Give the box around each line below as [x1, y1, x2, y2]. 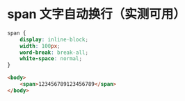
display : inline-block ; [19, 36, 89, 43]
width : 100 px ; [19, 42, 61, 49]
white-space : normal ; [19, 55, 82, 62]
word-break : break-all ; [19, 49, 89, 56]
